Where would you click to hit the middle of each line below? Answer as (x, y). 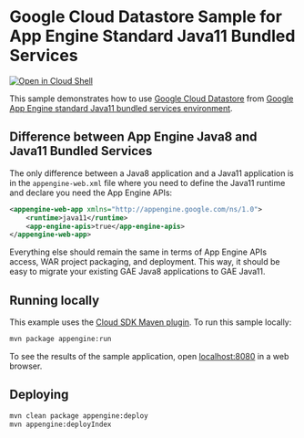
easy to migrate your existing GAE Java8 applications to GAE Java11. (137, 272)
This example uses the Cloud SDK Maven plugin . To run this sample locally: (151, 322)
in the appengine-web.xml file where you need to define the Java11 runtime (147, 182)
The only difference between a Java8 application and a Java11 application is (152, 173)
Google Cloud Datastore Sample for (146, 17)
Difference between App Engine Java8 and (133, 137)
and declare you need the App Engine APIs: (91, 193)
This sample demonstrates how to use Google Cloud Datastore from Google (152, 99)
